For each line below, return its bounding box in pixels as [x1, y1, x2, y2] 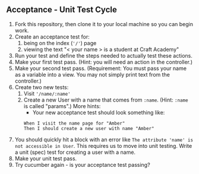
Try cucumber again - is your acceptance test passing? [14, 161, 150, 168]
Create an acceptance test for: [14, 33, 90, 40]
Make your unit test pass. [14, 154, 77, 162]
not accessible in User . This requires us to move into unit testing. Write [14, 142, 192, 149]
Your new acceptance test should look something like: [32, 109, 165, 116]
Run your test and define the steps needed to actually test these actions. [14, 52, 193, 59]
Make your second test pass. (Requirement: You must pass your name [14, 65, 187, 72]
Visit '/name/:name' [23, 90, 71, 97]
